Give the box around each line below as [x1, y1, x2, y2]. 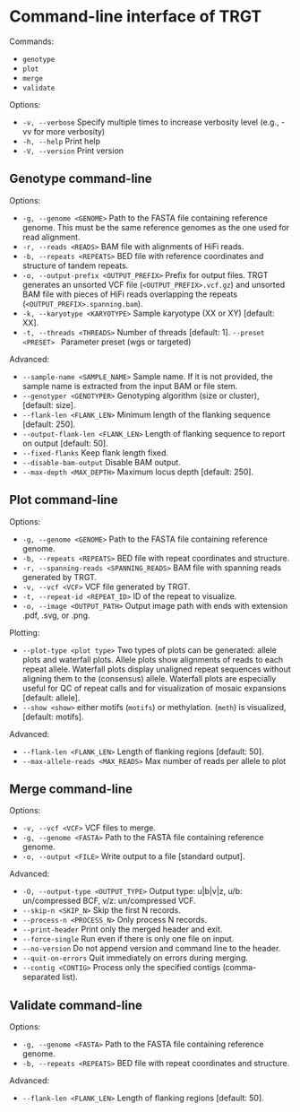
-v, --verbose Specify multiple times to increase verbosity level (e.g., [21, 117, 279, 127]
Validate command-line [9, 997, 143, 1012]
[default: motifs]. [21, 711, 84, 722]
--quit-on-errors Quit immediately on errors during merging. [21, 952, 249, 963]
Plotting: [9, 627, 40, 638]
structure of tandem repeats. [21, 260, 129, 271]
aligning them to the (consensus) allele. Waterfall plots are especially [21, 673, 277, 683]
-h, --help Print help [21, 135, 101, 146]
